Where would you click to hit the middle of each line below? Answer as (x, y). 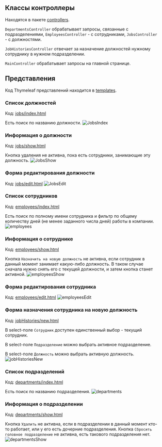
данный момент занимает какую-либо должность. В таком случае (74, 264)
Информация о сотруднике (39, 239)
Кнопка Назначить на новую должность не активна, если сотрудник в (75, 259)
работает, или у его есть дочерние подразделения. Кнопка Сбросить (81, 429)
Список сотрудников (31, 196)
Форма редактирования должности (50, 173)
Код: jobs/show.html (25, 146)
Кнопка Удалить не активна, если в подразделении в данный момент (76, 424)
